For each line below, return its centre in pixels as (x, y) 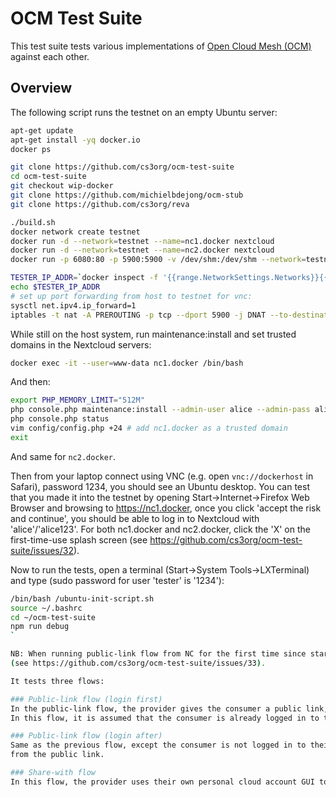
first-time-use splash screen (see (79, 539)
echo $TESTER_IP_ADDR (55, 287)
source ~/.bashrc (46, 608)
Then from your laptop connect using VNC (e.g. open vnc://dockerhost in (162, 476)
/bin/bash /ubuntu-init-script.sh (82, 598)
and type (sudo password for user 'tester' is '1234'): (117, 580)
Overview (41, 88)
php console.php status (60, 419)
